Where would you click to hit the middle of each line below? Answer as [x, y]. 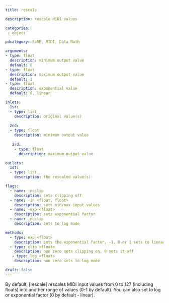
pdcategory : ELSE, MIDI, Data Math [43, 42]
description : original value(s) [48, 116]
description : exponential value [44, 89]
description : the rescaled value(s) [53, 177]
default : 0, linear [30, 93]
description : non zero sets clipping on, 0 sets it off [74, 252]
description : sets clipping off [48, 195]
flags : [12, 186]
